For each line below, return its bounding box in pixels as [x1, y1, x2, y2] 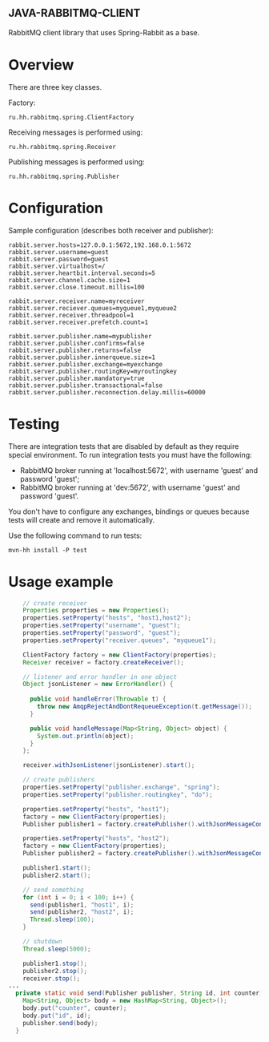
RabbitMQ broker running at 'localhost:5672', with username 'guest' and [19, 465, 259, 475]
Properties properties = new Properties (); [22, 607, 171, 615]
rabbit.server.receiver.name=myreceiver [8, 297, 146, 305]
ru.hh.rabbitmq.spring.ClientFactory [8, 113, 134, 121]
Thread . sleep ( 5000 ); [22, 945, 91, 953]
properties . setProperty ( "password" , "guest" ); [22, 629, 181, 637]
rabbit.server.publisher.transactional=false [8, 381, 163, 390]
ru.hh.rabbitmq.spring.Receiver [8, 143, 116, 151]
